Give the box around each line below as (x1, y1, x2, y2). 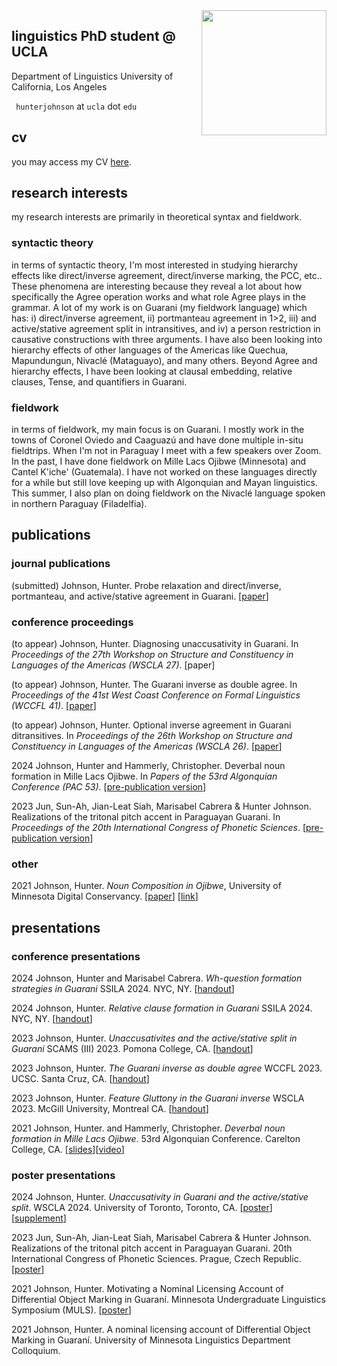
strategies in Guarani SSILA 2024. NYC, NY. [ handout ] (11, 983, 235, 994)
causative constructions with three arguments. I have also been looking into (11, 333, 323, 345)
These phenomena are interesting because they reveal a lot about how (11, 280, 303, 292)
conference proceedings (11, 615, 134, 629)
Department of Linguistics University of (11, 70, 174, 82)
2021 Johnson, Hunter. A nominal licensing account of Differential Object (11, 1324, 311, 1336)
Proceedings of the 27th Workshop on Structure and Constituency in (11, 649, 294, 661)
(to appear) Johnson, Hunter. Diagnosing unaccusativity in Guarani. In (11, 638, 299, 650)
